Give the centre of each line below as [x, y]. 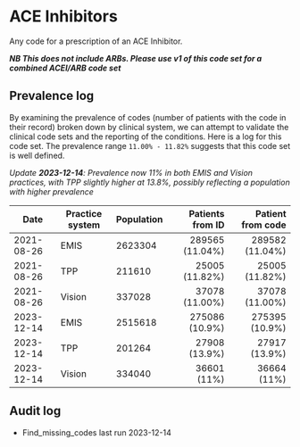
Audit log [35, 411]
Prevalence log [52, 96]
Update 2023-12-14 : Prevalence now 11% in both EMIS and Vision [131, 172]
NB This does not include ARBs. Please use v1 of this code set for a [136, 58]
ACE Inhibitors [63, 17]
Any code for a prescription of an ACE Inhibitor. [96, 41]
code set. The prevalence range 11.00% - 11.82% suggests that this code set [150, 145]
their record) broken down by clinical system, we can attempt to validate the [149, 127]
